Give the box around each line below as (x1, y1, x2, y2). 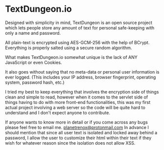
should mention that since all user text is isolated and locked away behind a (5, 129, 158, 135)
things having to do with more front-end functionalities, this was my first (5, 99, 151, 105)
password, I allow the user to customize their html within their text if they (5, 135, 152, 141)
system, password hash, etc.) (5, 79, 65, 85)
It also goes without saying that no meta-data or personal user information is (5, 69, 160, 75)
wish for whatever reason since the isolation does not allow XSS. (5, 140, 136, 146)
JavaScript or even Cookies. (5, 59, 62, 65)
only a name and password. (5, 30, 61, 36)
